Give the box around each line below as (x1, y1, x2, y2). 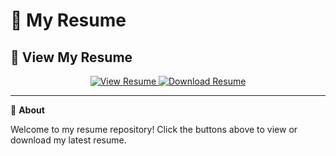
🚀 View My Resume (10, 49, 133, 66)
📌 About (10, 104, 45, 116)
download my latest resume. (10, 134, 127, 146)
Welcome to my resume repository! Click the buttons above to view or (10, 124, 298, 135)
